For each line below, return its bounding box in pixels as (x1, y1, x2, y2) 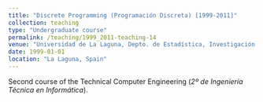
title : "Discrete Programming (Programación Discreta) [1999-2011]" (8, 11, 238, 20)
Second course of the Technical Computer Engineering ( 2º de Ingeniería (8, 76, 243, 86)
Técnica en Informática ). (8, 85, 88, 94)
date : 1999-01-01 (8, 48, 65, 56)
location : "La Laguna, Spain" (8, 56, 108, 64)
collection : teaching (8, 19, 80, 27)
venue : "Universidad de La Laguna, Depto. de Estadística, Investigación (8, 41, 256, 49)
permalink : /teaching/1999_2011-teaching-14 (8, 33, 157, 42)
